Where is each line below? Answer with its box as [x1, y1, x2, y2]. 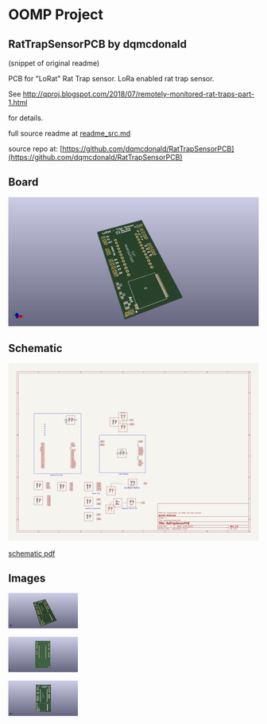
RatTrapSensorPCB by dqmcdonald [8, 37, 188, 51]
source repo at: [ [8, 144, 63, 153]
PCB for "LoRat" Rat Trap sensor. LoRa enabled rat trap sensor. [8, 74, 215, 83]
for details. [8, 113, 44, 123]
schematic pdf [8, 548, 56, 558]
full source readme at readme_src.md [8, 129, 131, 138]
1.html [8, 98, 28, 107]
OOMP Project [8, 6, 104, 24]
